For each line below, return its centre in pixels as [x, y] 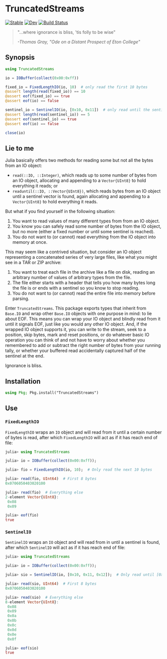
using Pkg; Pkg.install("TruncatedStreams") [52, 393]
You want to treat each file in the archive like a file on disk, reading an [83, 272]
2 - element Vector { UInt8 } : [32, 497]
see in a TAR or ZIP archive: [33, 263]
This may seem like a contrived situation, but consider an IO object [73, 252]
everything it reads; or [35, 186]
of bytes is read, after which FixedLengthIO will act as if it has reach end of [81, 437]
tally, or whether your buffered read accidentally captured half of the [75, 351]
